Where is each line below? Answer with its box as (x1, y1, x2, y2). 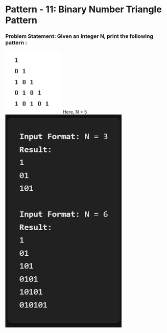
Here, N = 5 (62, 109, 87, 115)
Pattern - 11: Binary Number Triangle (5, 4, 162, 15)
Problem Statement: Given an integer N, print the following (5, 33, 154, 40)
